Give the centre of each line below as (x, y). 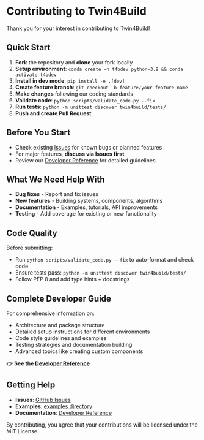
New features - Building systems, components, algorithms (89, 201)
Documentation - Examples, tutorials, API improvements (86, 207)
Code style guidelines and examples (61, 338)
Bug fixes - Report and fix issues (57, 194)
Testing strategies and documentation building (74, 345)
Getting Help (31, 385)
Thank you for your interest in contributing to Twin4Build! (78, 28)
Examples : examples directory (54, 406)
